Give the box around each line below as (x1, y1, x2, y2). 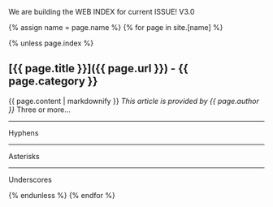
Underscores (8, 175, 53, 184)
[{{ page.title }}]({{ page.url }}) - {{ (8, 62, 188, 75)
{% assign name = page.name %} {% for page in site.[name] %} (8, 23, 223, 32)
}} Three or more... (8, 105, 71, 114)
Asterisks (8, 151, 40, 161)
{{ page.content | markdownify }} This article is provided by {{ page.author (8, 96, 260, 106)
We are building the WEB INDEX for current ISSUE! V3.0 (8, 7, 195, 16)
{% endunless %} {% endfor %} (8, 190, 115, 200)
